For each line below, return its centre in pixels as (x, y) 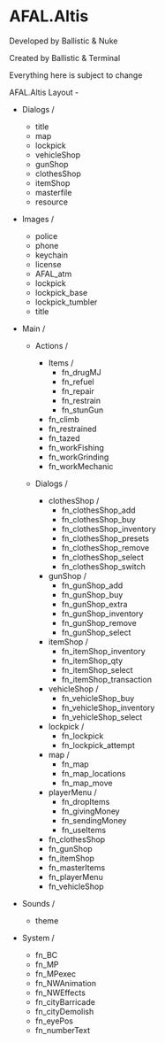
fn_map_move (87, 783)
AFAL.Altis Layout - (44, 92)
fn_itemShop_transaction (107, 679)
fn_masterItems (77, 867)
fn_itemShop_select (97, 669)
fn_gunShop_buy (92, 594)
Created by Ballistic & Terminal (65, 58)
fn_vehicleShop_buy (98, 698)
